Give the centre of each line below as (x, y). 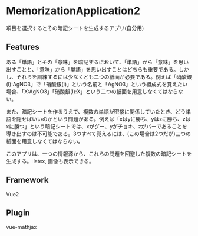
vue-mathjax (22, 227)
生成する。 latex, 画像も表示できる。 (50, 161)
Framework (27, 180)
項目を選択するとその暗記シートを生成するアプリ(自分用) (75, 28)
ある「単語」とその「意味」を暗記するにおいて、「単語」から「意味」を (92, 62)
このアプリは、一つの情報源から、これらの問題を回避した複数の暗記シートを (99, 153)
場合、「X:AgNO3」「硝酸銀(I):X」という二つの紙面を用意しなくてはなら (92, 91)
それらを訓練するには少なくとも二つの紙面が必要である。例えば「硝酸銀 (104, 77)
